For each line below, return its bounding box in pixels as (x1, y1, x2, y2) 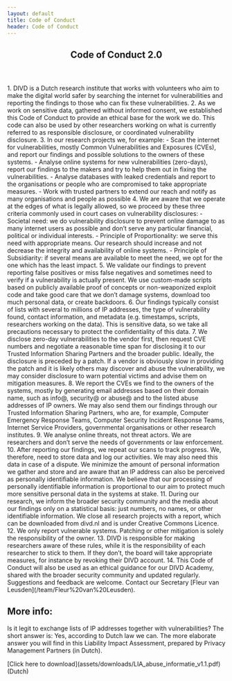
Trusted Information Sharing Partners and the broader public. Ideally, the (7, 349, 215, 358)
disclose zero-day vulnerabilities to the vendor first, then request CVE (7, 335, 206, 343)
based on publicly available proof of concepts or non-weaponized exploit (7, 283, 216, 292)
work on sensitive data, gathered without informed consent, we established (7, 106, 222, 115)
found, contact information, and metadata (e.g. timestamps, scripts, (7, 312, 200, 321)
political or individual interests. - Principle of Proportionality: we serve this (7, 231, 218, 239)
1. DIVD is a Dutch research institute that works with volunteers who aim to (7, 84, 220, 92)
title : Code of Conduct (7, 17, 76, 24)
